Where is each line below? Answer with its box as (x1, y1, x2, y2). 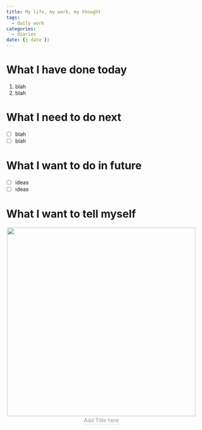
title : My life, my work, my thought (6, 8, 101, 15)
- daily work (11, 20, 45, 26)
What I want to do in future (6, 159, 142, 173)
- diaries (11, 31, 36, 37)
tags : (6, 14, 20, 21)
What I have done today (6, 63, 127, 77)
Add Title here (83, 417, 119, 423)
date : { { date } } (6, 37, 50, 43)
